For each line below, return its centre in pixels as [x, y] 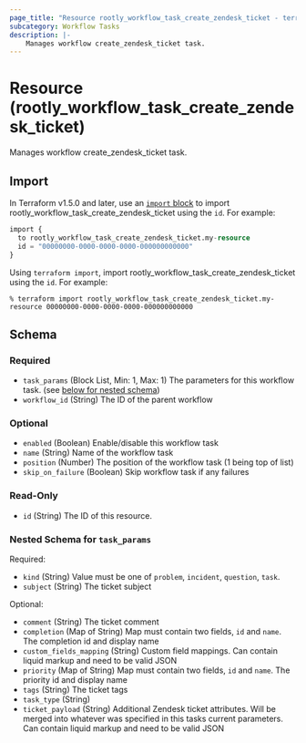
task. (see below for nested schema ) [92, 390]
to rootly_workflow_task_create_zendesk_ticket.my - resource [134, 238]
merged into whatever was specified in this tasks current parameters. [153, 719]
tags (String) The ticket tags [75, 690]
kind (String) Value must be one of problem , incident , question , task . [151, 577]
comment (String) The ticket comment [91, 622]
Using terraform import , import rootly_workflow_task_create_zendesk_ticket [153, 272]
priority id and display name [75, 680]
